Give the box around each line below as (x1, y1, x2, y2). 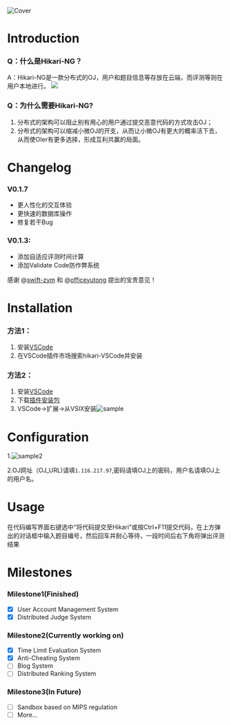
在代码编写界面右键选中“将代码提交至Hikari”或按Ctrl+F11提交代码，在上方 (7, 523, 215, 531)
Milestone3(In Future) (7, 687, 81, 697)
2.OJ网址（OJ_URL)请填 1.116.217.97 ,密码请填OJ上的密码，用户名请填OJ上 (7, 466, 221, 475)
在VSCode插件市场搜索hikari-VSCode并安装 (17, 351, 143, 360)
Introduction (7, 31, 80, 46)
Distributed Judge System (17, 613, 92, 621)
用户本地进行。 (7, 82, 50, 90)
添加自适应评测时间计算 (17, 252, 84, 261)
